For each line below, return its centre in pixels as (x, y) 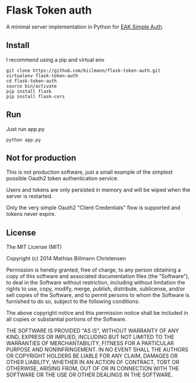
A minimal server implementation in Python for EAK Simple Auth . (85, 27)
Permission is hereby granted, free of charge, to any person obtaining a (94, 270)
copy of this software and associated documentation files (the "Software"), (98, 276)
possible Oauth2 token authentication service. (62, 178)
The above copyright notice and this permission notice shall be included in (97, 313)
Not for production (41, 158)
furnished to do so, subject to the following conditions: (73, 301)
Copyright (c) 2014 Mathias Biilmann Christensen (66, 258)
